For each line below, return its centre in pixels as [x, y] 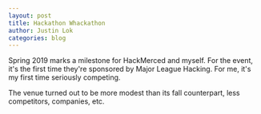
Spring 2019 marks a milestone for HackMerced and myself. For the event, [131, 61]
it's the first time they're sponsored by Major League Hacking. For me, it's [130, 69]
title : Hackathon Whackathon [57, 23]
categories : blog [37, 38]
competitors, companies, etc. [56, 101]
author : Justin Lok [41, 30]
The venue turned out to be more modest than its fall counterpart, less [124, 93]
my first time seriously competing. [64, 77]
